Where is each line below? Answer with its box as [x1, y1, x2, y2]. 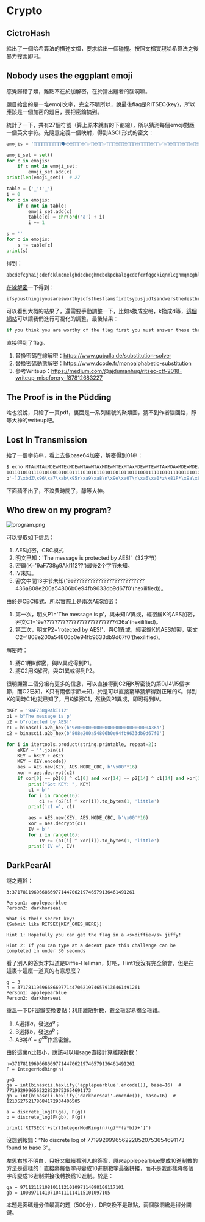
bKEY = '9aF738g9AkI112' [6, 707, 70, 714]
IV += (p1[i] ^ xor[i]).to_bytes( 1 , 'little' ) [38, 837, 160, 844]
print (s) [6, 248, 29, 254]
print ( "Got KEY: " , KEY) [28, 781, 92, 787]
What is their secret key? [6, 916, 75, 922]
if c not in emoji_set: [17, 163, 78, 170]
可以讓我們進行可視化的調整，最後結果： [17, 315, 119, 322]
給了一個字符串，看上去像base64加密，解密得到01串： [6, 451, 143, 458]
